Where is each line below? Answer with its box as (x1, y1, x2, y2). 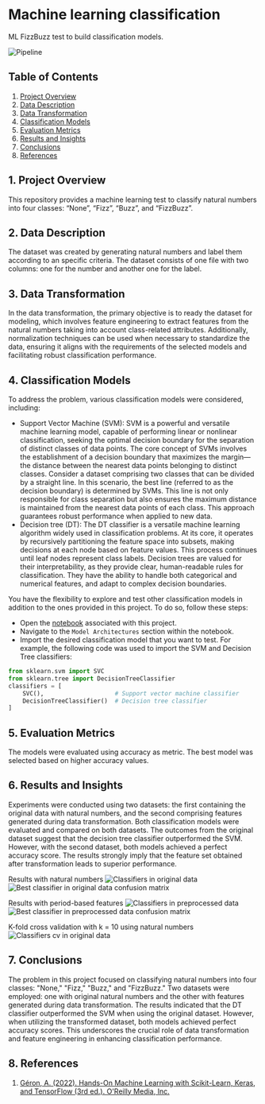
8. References (8, 1057, 79, 1071)
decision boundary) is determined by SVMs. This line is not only (19, 486, 229, 495)
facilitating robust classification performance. (8, 351, 157, 360)
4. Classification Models (8, 374, 131, 387)
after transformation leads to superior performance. (8, 858, 177, 868)
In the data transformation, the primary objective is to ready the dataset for (8, 308, 253, 318)
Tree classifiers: (19, 652, 73, 661)
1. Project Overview (8, 173, 106, 188)
